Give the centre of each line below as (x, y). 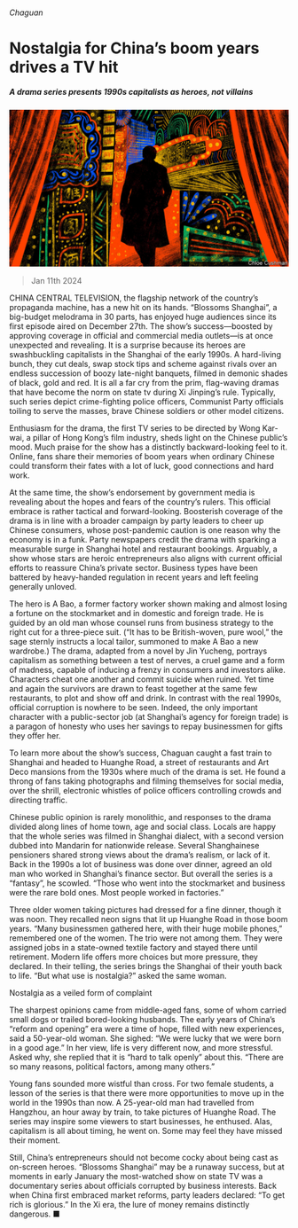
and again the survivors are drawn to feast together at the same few (133, 689)
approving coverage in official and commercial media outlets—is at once (141, 336)
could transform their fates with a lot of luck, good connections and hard (142, 466)
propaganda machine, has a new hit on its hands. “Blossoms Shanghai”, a (143, 308)
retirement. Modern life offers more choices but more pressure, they (134, 957)
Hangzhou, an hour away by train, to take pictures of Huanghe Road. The (143, 1112)
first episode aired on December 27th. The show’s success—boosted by (141, 326)
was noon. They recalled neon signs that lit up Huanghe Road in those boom (149, 919)
